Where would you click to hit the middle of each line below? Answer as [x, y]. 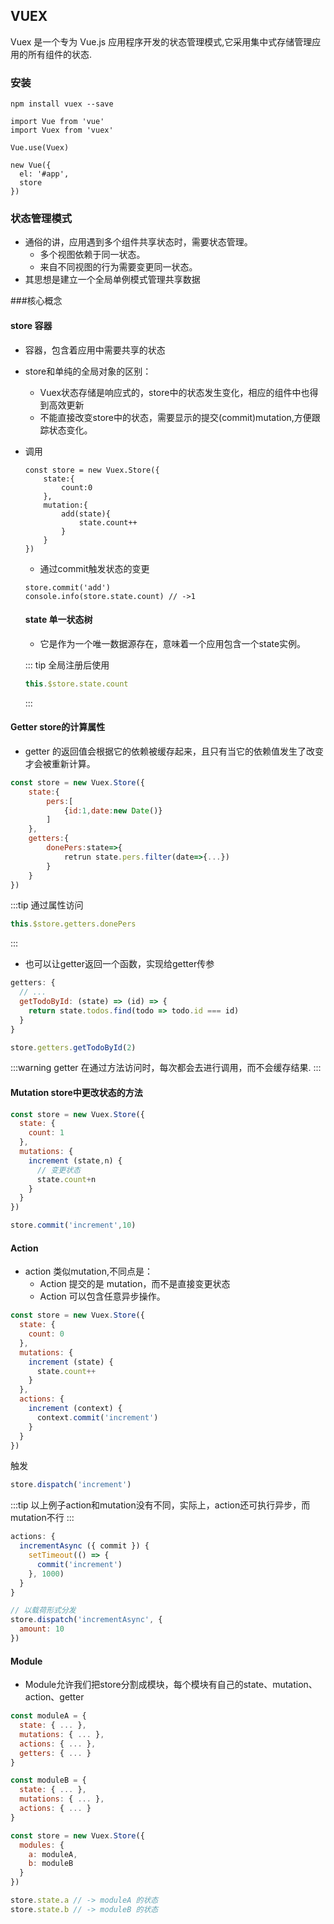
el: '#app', [44, 174]
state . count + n [66, 1179]
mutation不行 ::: [42, 1518]
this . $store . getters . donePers [73, 924]
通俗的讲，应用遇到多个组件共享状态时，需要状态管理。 [138, 242]
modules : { [42, 1845]
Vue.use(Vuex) [40, 148]
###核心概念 [36, 301]
